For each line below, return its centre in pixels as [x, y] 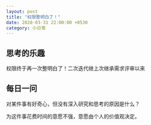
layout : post [22, 11]
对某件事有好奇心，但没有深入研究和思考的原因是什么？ [73, 104]
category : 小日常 [26, 28]
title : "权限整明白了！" [33, 17]
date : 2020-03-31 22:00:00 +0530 [47, 22]
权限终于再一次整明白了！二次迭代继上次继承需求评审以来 [75, 69]
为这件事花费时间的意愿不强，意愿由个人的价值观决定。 [73, 116]
